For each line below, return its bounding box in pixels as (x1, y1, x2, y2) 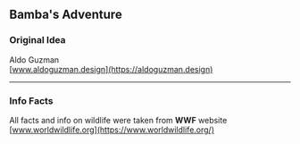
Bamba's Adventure (9, 7, 122, 22)
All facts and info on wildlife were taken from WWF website (9, 114, 228, 125)
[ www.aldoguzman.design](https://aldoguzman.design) (9, 64, 213, 74)
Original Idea (9, 34, 66, 47)
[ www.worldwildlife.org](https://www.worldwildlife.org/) (9, 124, 214, 135)
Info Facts (9, 94, 54, 106)
